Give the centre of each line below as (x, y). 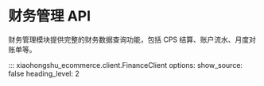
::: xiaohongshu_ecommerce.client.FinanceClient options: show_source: (126, 65)
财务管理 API (50, 16)
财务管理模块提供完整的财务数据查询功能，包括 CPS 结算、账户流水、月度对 (132, 39)
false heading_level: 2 (44, 73)
